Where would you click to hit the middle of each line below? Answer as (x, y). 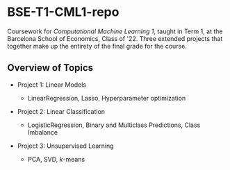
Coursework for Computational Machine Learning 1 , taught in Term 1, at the (115, 31)
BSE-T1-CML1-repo (63, 12)
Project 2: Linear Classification (61, 111)
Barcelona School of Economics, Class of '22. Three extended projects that (115, 38)
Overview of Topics (50, 68)
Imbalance (42, 132)
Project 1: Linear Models (52, 85)
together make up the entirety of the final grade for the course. (97, 46)
